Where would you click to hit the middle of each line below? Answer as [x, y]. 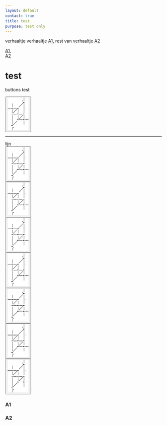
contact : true [20, 16]
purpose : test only [25, 26]
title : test [17, 21]
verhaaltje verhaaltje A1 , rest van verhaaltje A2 [53, 41]
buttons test [17, 90]
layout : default [22, 10]
